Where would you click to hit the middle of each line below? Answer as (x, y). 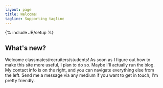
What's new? (26, 48)
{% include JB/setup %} (29, 33)
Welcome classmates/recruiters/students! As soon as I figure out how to (78, 60)
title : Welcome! (22, 14)
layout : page (18, 10)
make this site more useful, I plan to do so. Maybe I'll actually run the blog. (80, 65)
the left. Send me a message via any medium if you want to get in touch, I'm (81, 75)
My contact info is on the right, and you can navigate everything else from (80, 70)
